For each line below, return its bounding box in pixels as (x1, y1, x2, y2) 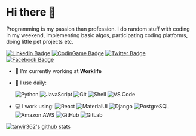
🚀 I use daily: (14, 79, 47, 86)
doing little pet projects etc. (6, 38, 73, 45)
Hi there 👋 (6, 5, 56, 19)
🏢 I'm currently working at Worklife (14, 67, 102, 74)
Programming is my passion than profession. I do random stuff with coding (6, 25, 190, 32)
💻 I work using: (14, 102, 54, 110)
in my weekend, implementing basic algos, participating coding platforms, (6, 31, 188, 38)
